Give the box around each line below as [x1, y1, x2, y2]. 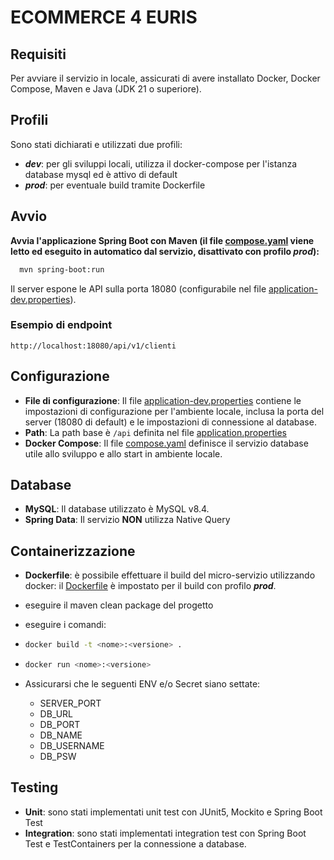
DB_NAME [39, 729, 83, 741]
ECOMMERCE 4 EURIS [10, 6, 198, 29]
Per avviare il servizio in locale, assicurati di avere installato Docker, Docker [10, 72, 321, 84]
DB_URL [39, 707, 74, 720]
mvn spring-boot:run [19, 264, 105, 275]
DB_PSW [39, 750, 77, 762]
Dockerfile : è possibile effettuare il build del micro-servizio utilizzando [24, 569, 316, 581]
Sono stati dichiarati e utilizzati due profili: [10, 138, 183, 150]
